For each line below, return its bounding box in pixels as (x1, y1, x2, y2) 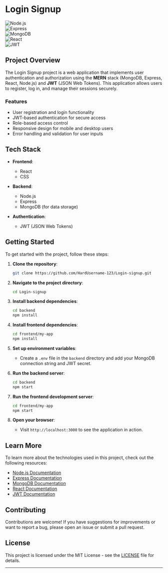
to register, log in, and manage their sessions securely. (5, 85, 117, 91)
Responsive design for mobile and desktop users (12, 126, 113, 132)
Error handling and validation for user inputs (12, 131, 103, 137)
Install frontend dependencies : (12, 322, 78, 328)
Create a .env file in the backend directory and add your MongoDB (19, 355, 155, 361)
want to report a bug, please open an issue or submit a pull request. (5, 524, 145, 530)
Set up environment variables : (12, 345, 76, 351)
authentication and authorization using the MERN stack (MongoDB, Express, (5, 74, 162, 81)
